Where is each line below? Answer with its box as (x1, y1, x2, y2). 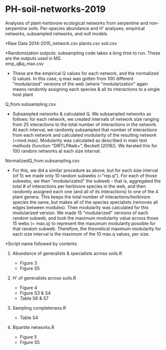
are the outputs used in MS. (5, 55, 62, 61)
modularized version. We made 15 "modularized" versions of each (12, 210, 149, 216)
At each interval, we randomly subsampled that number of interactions (12, 126, 158, 133)
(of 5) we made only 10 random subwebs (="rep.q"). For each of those (12, 172, 157, 178)
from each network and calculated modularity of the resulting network (12, 132, 157, 138)
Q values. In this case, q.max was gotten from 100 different (12, 75, 134, 81)
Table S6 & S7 (19, 295, 49, 301)
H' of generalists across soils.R (12, 275, 76, 281)
